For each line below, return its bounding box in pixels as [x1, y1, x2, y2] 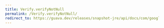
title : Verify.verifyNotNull [5, 7, 64, 12]
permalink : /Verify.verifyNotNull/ [5, 11, 78, 16]
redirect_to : [5, 16, 32, 20]
